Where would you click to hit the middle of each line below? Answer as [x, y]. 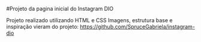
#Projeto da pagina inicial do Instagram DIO [60, 9]
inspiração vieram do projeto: [43, 27]
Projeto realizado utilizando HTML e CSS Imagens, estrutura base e [89, 20]
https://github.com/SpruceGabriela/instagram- [137, 27]
